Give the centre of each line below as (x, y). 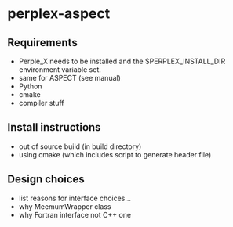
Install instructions (54, 127)
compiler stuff (41, 103)
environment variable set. (60, 70)
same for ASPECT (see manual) (69, 78)
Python (30, 86)
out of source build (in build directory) (80, 146)
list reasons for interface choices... (75, 198)
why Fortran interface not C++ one (75, 214)
